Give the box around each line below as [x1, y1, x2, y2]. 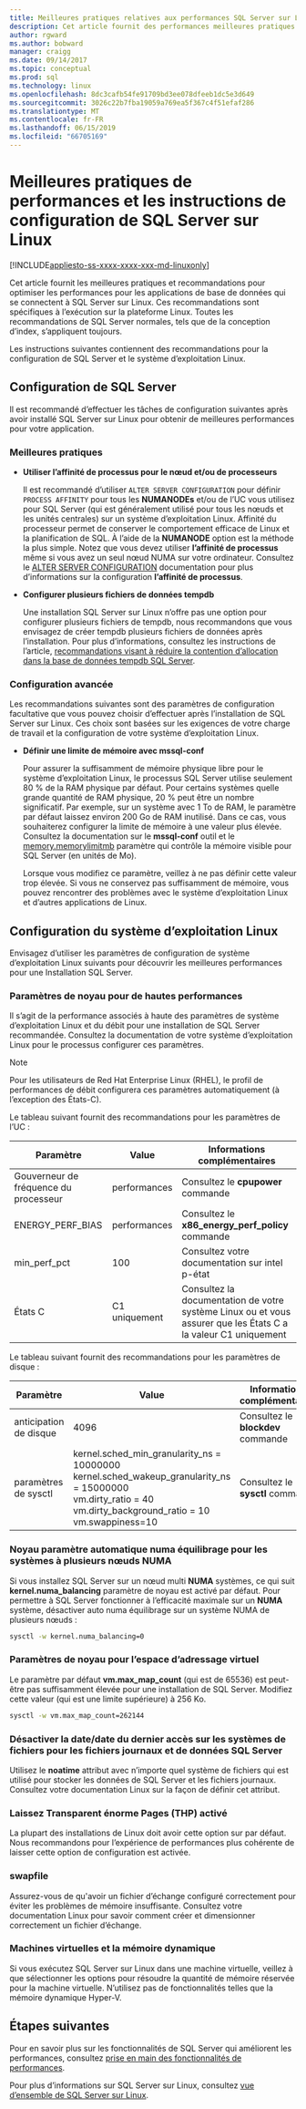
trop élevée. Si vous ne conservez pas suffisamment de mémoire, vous [22, 877, 290, 889]
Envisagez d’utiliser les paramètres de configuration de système [9, 947, 250, 958]
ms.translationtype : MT [9, 107, 100, 116]
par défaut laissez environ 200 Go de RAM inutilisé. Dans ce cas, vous [22, 812, 287, 822]
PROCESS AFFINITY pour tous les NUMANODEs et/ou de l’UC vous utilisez [22, 493, 295, 504]
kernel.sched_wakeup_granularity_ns [72, 1470, 231, 1483]
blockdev [240, 1422, 280, 1434]
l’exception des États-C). [9, 1094, 102, 1105]
